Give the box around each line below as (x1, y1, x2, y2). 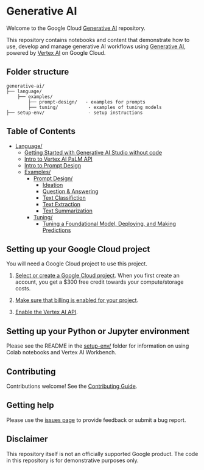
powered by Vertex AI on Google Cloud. (6, 49, 106, 56)
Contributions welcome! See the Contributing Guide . (6, 382, 138, 390)
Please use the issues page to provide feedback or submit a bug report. (6, 416, 186, 424)
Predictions (42, 226, 71, 234)
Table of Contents (6, 126, 76, 136)
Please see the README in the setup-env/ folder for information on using (6, 342, 189, 349)
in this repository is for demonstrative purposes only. (6, 457, 139, 464)
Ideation (42, 181, 63, 188)
